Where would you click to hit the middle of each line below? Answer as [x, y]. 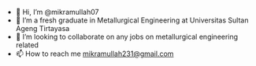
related [27, 45]
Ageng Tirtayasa [43, 28]
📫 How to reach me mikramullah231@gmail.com [95, 54]
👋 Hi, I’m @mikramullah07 [57, 12]
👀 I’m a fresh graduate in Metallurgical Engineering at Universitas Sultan [132, 20]
